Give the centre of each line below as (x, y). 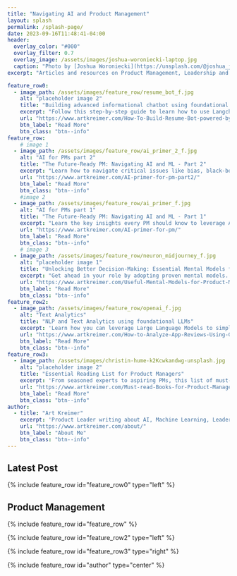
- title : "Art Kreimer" (48, 413)
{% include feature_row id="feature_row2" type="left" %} (91, 538)
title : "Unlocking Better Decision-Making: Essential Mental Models (123, 269)
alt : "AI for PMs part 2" (58, 158)
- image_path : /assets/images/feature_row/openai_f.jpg (97, 308)
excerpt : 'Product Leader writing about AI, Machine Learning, (115, 420)
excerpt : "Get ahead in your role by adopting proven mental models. (124, 276)
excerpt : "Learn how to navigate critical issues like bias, (111, 171)
